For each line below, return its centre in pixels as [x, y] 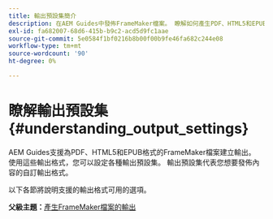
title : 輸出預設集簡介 [43, 16]
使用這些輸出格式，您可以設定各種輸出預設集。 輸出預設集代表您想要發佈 [130, 162]
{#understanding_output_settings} [129, 129]
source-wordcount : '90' [49, 54]
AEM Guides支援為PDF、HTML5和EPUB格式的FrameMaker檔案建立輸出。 [132, 152]
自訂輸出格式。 [48, 172]
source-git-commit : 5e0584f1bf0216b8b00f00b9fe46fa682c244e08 [116, 39]
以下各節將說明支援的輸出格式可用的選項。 [80, 189]
